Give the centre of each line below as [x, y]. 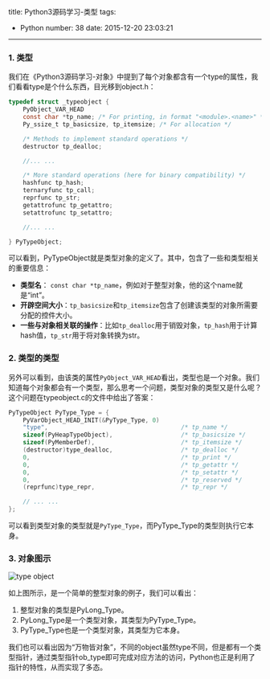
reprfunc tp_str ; [52, 198]
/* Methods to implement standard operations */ [106, 139]
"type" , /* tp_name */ [125, 427]
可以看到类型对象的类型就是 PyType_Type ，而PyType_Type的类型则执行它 [128, 526]
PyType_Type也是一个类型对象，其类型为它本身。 [102, 630]
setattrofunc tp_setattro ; [68, 213]
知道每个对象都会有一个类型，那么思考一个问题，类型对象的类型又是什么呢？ [135, 387]
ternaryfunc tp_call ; [59, 190]
